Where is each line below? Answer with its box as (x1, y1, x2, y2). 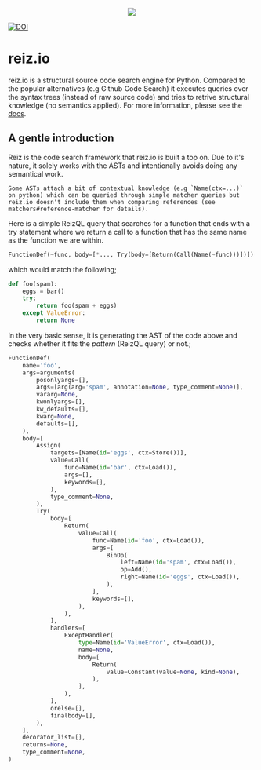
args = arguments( (22, 369, 76, 377)
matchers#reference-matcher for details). (8, 205, 149, 213)
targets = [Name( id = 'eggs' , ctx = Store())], (49, 449, 188, 457)
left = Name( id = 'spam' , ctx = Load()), (120, 558, 237, 567)
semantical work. (8, 169, 64, 178)
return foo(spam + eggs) (36, 302, 118, 310)
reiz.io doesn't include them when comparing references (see (8, 198, 216, 206)
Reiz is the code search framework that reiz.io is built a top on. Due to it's (8, 152, 245, 162)
